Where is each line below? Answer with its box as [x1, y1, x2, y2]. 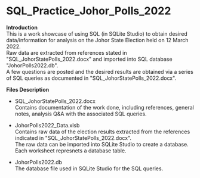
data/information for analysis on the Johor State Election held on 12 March [6, 36, 189, 43]
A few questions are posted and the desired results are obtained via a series [6, 68, 194, 75]
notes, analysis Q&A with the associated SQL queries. [14, 110, 147, 117]
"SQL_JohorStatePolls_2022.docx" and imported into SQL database [6, 55, 173, 63]
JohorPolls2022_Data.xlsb [14, 121, 80, 129]
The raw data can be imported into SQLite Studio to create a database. [14, 140, 189, 148]
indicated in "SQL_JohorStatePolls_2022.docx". [14, 134, 132, 141]
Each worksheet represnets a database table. [14, 147, 127, 154]
